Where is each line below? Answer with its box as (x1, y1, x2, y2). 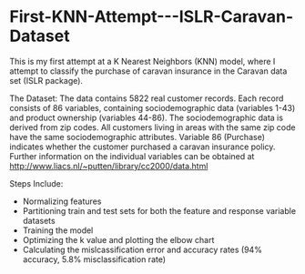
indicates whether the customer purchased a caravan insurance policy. (9, 141, 276, 152)
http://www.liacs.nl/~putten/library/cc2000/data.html (9, 160, 208, 171)
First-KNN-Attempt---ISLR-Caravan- (9, 6, 294, 27)
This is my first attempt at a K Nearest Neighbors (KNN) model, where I (9, 56, 276, 66)
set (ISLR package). (9, 75, 84, 86)
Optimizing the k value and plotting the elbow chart (22, 234, 215, 245)
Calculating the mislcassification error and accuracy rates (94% (22, 244, 262, 255)
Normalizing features (22, 196, 102, 207)
